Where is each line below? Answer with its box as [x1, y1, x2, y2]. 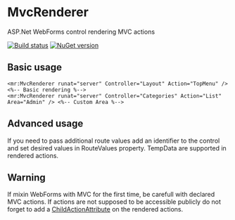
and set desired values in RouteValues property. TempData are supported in [7, 143, 227, 152]
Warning [7, 172, 46, 183]
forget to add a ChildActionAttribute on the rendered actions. [7, 205, 184, 214]
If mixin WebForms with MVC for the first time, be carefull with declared [7, 190, 215, 199]
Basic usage [7, 61, 62, 74]
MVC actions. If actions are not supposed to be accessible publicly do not [7, 198, 222, 206]
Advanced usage [7, 117, 84, 130]
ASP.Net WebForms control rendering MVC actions [7, 27, 155, 36]
